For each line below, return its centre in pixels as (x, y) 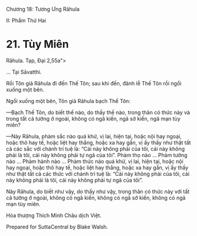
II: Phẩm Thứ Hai (26, 20)
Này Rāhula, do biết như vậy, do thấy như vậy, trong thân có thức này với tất (98, 191)
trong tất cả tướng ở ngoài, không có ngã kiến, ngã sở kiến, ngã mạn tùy (93, 118)
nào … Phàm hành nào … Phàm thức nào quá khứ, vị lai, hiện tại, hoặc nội (95, 161)
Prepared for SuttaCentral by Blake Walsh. (57, 227)
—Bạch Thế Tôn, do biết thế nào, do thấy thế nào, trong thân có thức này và (98, 112)
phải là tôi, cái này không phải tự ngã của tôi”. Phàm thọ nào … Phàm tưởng (97, 155)
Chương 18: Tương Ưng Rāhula (43, 9)
